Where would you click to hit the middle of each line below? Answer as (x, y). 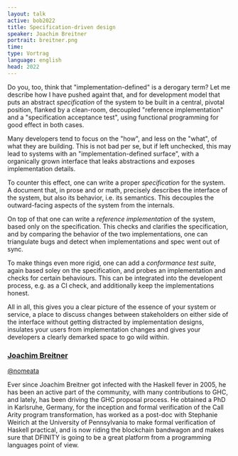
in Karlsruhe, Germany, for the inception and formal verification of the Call (115, 407)
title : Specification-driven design (61, 27)
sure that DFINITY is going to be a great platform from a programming (109, 437)
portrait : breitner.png (43, 40)
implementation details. (42, 168)
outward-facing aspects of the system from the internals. (91, 205)
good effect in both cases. (46, 124)
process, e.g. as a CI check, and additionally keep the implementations (111, 286)
